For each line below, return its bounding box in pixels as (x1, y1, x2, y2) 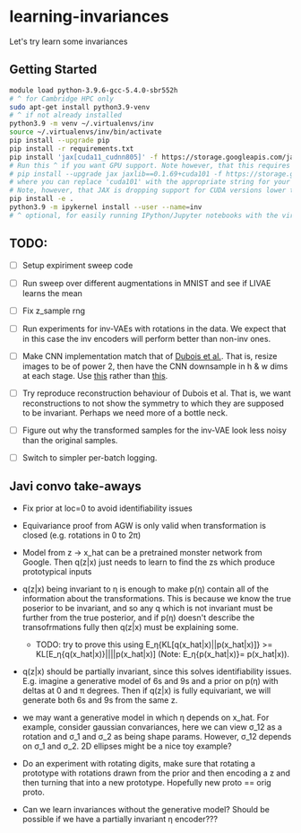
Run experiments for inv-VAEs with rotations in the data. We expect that (21, 323, 287, 334)
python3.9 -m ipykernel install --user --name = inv (9, 203, 202, 212)
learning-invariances (9, 6, 169, 27)
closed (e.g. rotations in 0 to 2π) (21, 530, 142, 540)
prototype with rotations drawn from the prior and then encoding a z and (21, 767, 291, 778)
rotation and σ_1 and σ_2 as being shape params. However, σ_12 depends (21, 731, 292, 741)
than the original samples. (21, 435, 118, 445)
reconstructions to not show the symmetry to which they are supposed (21, 398, 285, 408)
